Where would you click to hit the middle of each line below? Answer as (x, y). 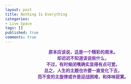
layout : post (19, 10)
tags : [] (14, 28)
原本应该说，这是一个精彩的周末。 (83, 52)
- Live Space (19, 23)
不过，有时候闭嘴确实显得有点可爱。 (83, 64)
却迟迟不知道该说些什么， (83, 58)
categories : (17, 19)
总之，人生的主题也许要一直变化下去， (83, 70)
